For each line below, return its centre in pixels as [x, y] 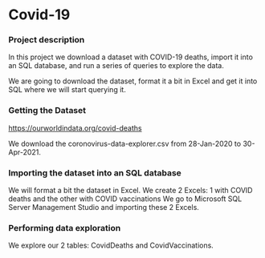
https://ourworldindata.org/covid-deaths [75, 128]
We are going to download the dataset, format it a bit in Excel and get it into [133, 81]
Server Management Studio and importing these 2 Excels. [104, 208]
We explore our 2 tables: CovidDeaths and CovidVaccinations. [111, 245]
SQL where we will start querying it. [67, 90]
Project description [47, 40]
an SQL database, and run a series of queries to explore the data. [116, 66]
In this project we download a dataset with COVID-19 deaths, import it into [130, 57]
